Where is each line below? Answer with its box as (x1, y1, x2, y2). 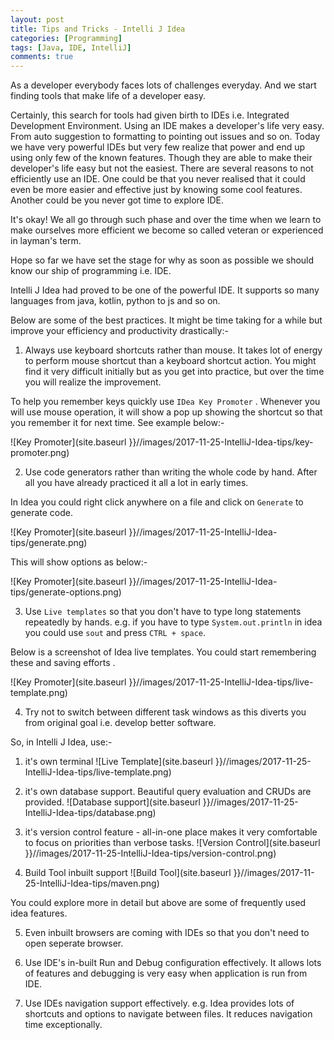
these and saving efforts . (10, 657, 116, 669)
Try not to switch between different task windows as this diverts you (24, 706, 307, 718)
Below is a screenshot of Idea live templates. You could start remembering (10, 646, 317, 658)
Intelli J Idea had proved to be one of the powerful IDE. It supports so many (10, 284, 320, 296)
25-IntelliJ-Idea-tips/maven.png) (24, 877, 160, 890)
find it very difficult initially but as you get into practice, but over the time (24, 366, 325, 378)
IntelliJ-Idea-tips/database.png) (24, 807, 157, 819)
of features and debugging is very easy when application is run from (24, 967, 308, 980)
